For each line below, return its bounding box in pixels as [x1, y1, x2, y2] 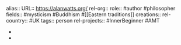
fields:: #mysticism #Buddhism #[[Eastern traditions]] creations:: [6, 11, 162, 18]
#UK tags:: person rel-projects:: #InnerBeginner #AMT [29, 17, 160, 24]
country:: [6, 17, 28, 24]
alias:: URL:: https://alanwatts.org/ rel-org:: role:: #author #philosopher [6, 5, 176, 12]
